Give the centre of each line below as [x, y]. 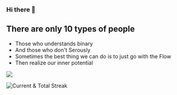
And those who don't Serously [53, 50]
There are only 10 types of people [71, 29]
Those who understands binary [54, 43]
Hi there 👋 [21, 10]
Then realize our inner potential [54, 63]
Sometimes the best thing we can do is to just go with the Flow [93, 56]
